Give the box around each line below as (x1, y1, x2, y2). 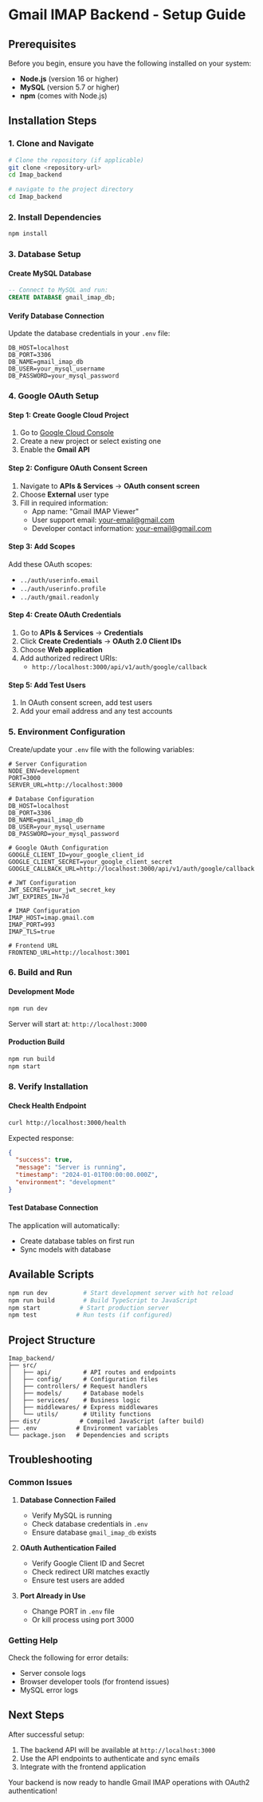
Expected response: (8, 1133, 74, 1143)
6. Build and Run (8, 967, 73, 978)
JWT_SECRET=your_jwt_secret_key (8, 885, 116, 893)
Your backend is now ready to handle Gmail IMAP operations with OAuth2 (8, 1777, 250, 1787)
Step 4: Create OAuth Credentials (8, 610, 122, 620)
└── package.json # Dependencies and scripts (8, 1432, 170, 1440)
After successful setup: (8, 1729, 85, 1739)
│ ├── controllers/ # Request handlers (8, 1383, 148, 1391)
